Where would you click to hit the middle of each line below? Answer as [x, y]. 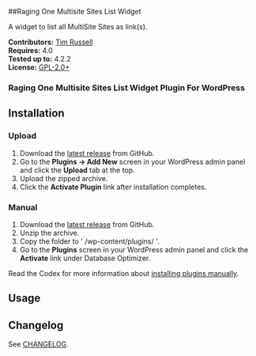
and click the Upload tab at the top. [77, 170]
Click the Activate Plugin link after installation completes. [113, 187]
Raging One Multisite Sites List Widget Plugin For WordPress [126, 88]
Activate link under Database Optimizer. [85, 258]
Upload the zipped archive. [64, 178]
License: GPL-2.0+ [39, 67]
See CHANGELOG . [38, 344]
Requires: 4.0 [30, 50]
